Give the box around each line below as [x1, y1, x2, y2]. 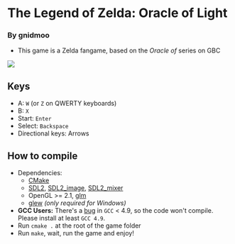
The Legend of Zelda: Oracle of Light [7, 5, 228, 21]
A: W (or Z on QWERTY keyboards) [17, 99, 117, 108]
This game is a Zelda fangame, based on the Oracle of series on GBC [17, 46, 221, 55]
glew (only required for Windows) [28, 199, 126, 207]
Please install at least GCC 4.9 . [17, 214, 106, 223]
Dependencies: [17, 169, 62, 177]
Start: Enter [17, 114, 52, 123]
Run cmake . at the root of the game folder [17, 221, 141, 230]
